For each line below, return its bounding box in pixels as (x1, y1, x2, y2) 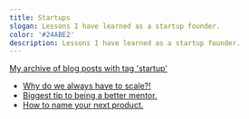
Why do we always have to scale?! (22, 80, 151, 91)
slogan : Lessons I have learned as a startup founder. (9, 22, 221, 31)
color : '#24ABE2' (9, 30, 75, 39)
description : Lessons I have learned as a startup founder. (9, 38, 242, 48)
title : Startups (9, 13, 71, 23)
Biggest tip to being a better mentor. (22, 90, 158, 101)
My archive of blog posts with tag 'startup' (9, 63, 168, 74)
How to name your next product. (22, 100, 144, 111)
